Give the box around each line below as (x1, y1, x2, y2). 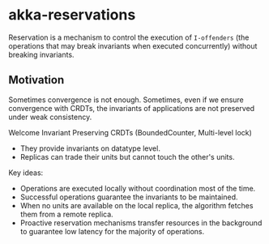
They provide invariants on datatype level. (19, 143, 160, 153)
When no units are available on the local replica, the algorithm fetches (19, 200, 254, 210)
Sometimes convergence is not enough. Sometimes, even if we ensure (8, 95, 245, 105)
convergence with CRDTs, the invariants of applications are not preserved (8, 103, 255, 113)
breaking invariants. (8, 49, 75, 59)
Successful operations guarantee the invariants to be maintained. (19, 192, 238, 202)
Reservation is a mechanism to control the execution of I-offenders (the (8, 32, 250, 42)
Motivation (8, 73, 65, 87)
